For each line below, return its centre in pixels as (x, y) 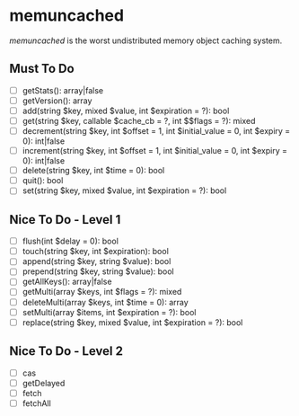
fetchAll (36, 403)
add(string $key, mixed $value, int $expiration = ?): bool (126, 111)
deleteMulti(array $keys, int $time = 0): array (105, 302)
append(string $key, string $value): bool (97, 261)
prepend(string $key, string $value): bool (98, 271)
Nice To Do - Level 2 (66, 351)
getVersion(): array (57, 101)
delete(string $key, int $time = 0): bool (93, 171)
